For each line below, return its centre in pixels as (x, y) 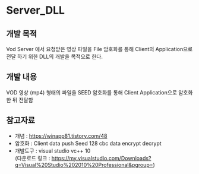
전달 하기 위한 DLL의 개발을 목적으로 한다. (54, 56)
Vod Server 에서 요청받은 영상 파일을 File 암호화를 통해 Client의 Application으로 (99, 49)
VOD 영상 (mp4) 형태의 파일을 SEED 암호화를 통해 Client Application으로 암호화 (99, 92)
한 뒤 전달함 (20, 100)
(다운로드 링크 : (32, 158)
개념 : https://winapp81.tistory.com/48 (61, 136)
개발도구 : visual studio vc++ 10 (53, 151)
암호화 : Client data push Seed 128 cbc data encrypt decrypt (88, 143)
